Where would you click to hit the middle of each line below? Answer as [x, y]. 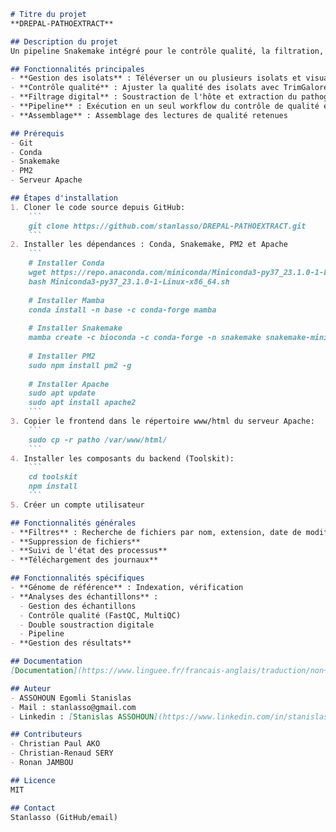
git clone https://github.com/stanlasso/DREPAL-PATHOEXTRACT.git [167, 226]
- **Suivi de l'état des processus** [89, 551]
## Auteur [31, 688]
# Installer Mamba [66, 300]
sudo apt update [62, 393]
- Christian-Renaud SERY [62, 753]
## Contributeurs [46, 735]
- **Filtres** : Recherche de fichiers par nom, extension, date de [156, 532]
